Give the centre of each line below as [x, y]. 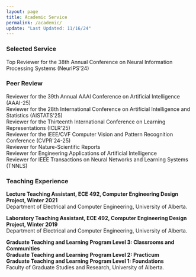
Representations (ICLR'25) [38, 128]
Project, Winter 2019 [32, 225]
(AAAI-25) [19, 103]
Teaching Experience [37, 181]
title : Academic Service [37, 17]
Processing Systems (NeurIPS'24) [48, 68]
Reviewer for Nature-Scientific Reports [53, 147]
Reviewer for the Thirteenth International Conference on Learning [86, 122]
